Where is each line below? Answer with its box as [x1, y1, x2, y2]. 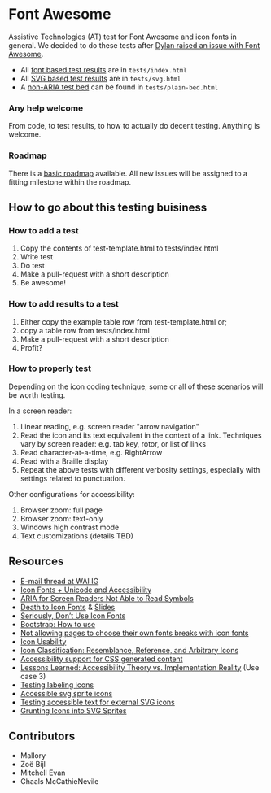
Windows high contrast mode [20, 522, 120, 532]
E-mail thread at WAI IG [20, 576, 99, 586]
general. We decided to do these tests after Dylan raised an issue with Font [8, 40, 260, 50]
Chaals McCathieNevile [20, 777, 99, 786]
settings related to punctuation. [20, 473, 125, 483]
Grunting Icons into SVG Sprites [20, 705, 127, 716]
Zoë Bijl [20, 760, 46, 769]
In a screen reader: [8, 406, 72, 416]
